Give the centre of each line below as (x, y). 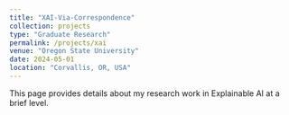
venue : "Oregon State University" (75, 51)
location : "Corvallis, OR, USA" (70, 68)
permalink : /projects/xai (58, 43)
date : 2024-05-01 (42, 59)
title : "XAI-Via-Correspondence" (72, 18)
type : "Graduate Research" (60, 34)
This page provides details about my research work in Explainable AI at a (144, 93)
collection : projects (50, 26)
